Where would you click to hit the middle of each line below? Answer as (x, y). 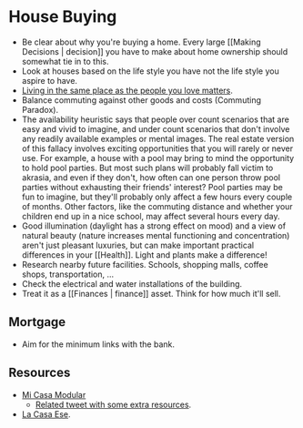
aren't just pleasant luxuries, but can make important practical (138, 245)
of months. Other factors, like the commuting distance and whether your (157, 206)
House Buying (63, 17)
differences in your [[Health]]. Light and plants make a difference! (144, 255)
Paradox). (40, 109)
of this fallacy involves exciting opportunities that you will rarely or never (157, 148)
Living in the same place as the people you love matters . (127, 90)
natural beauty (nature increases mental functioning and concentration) (156, 235)
